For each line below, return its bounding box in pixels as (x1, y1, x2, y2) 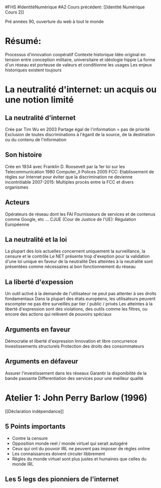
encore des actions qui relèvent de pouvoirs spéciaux (5, 311, 112, 317)
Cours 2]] (5, 9, 24, 15)
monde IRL (12, 461, 34, 467)
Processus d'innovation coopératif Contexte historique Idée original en (5, 51, 146, 57)
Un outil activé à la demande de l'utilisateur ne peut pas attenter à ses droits (5, 291, 157, 297)
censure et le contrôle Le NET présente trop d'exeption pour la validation (5, 253, 150, 259)
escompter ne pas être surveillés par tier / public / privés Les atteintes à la (5, 301, 153, 307)
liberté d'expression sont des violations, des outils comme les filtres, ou (5, 306, 147, 312)
